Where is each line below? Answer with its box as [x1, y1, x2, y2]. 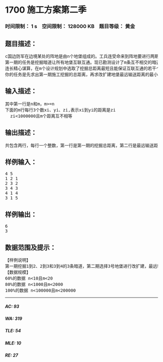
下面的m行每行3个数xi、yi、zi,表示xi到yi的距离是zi [5, 107, 116, 113]
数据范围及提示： [5, 243, 56, 251]
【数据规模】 [5, 269, 31, 275]
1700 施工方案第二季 [5, 4, 87, 16]
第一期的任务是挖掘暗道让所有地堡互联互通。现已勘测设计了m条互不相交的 [5, 59, 152, 65]
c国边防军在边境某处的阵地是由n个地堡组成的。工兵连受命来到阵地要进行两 [5, 53, 155, 59]
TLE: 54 [5, 328, 21, 334]
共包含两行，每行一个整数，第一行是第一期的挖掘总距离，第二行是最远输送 [5, 143, 154, 148]
